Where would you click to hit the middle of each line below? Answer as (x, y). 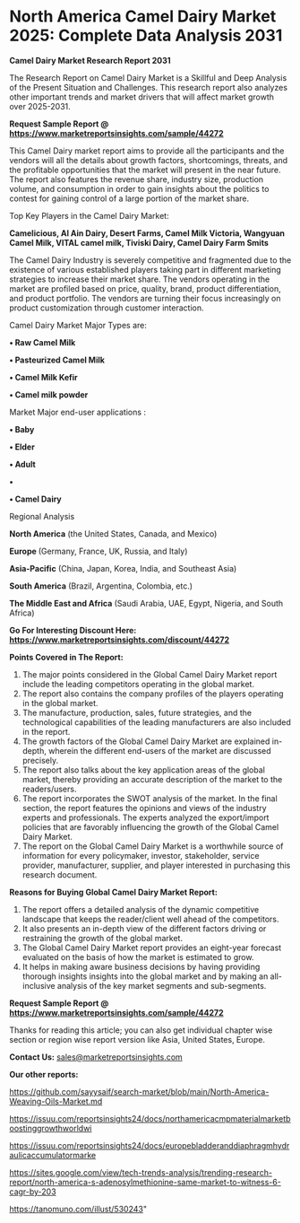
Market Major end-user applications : (77, 412)
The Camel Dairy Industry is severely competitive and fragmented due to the (150, 260)
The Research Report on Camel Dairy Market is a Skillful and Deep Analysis (148, 77)
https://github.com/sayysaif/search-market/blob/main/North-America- (139, 1091)
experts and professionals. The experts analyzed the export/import (146, 817)
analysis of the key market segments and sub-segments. (162, 985)
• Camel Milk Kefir (43, 377)
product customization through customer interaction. (107, 308)
